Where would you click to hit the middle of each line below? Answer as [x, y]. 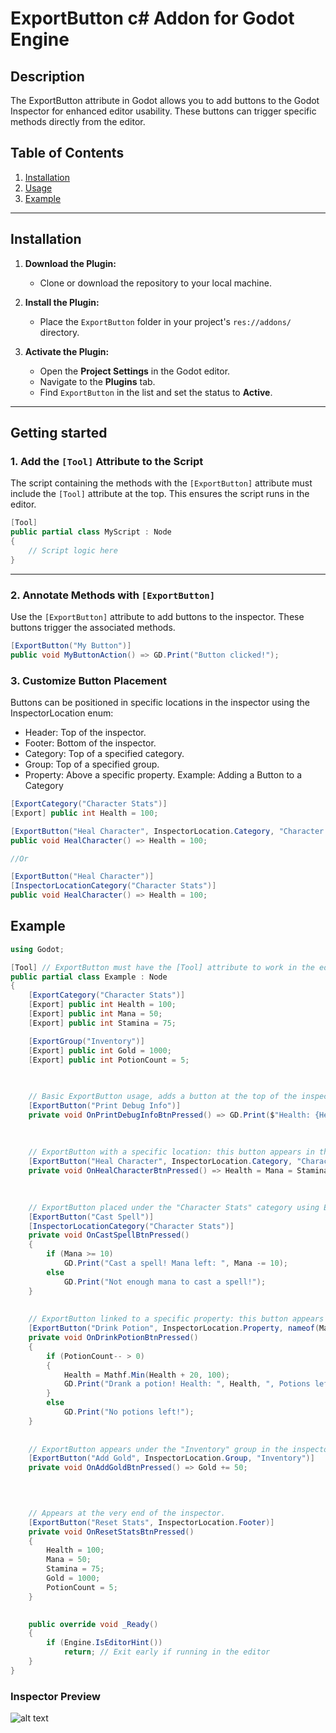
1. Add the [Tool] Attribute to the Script [107, 461]
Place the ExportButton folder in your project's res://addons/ [165, 321]
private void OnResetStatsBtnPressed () [111, 1532]
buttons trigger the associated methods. [93, 627]
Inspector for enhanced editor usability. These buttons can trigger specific [163, 111]
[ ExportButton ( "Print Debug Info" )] [105, 1106]
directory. [59, 332]
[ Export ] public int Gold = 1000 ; [100, 1050]
